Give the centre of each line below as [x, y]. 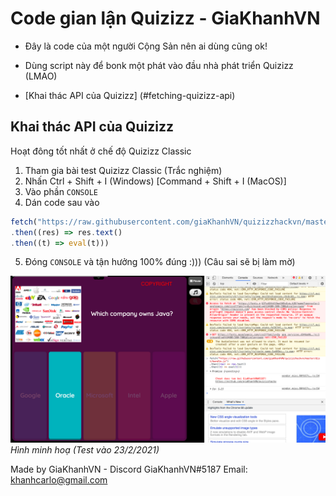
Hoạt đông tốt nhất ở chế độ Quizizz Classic [101, 151]
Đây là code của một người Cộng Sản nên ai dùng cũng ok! [146, 46]
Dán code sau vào [62, 202]
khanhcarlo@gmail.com [59, 480]
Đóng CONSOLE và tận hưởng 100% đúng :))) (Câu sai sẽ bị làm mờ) [160, 262]
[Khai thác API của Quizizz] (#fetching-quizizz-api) [130, 95]
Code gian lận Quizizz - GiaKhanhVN [165, 18]
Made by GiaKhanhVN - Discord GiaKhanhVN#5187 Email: [129, 469]
